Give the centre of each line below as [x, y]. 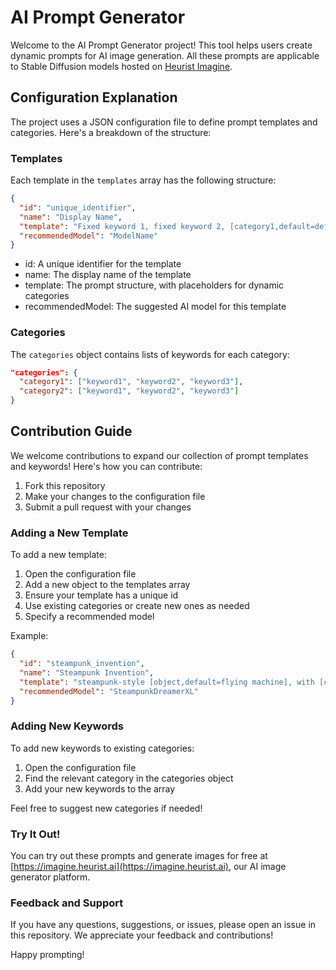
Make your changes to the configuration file [115, 496]
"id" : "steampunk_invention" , [82, 664]
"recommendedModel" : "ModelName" [89, 236]
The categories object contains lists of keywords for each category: [150, 354]
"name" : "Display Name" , [71, 217]
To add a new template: [58, 555]
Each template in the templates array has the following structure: [143, 180]
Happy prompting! [47, 955]
